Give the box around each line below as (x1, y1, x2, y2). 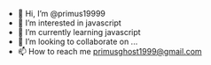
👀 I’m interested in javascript (17, 18, 121, 28)
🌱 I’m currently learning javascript (17, 27, 141, 37)
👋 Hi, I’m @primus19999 (17, 9, 106, 18)
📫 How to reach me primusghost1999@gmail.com (17, 47, 202, 56)
